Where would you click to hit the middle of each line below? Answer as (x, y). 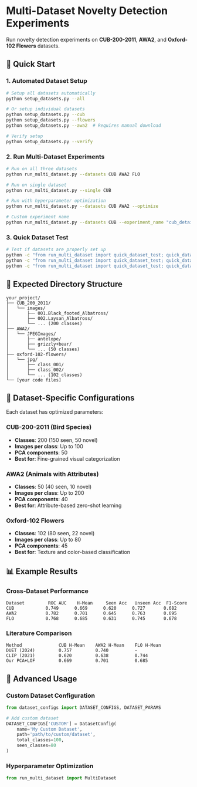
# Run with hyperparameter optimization (56, 201)
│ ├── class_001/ (35, 364)
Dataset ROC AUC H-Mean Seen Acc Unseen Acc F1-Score (97, 603)
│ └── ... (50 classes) (43, 349)
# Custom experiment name (38, 217)
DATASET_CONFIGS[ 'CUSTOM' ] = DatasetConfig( (61, 724)
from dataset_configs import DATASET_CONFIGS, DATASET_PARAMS (84, 707)
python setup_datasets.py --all (45, 99)
